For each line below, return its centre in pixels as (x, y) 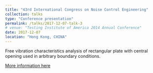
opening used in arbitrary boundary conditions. (53, 56)
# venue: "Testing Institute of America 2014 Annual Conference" (73, 28)
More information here (28, 65)
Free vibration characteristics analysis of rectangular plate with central (76, 51)
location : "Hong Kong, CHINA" (36, 37)
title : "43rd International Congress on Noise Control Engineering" (77, 10)
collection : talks (24, 14)
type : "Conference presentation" (39, 19)
